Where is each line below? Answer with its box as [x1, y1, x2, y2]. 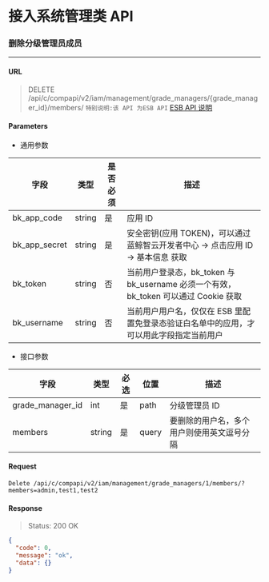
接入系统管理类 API [8, 7, 134, 26]
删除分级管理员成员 [8, 38, 82, 49]
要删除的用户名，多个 [169, 415, 251, 426]
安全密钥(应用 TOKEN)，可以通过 [126, 227, 251, 238]
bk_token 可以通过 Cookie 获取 [126, 290, 243, 301]
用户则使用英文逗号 [169, 427, 243, 438]
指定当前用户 [175, 329, 223, 341]
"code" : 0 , [15, 544, 52, 552]
